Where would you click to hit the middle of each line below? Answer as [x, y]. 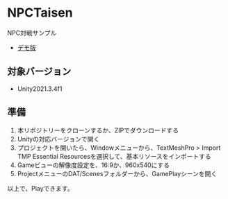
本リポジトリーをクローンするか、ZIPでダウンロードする [98, 130]
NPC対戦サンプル [32, 33]
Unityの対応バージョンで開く [58, 139]
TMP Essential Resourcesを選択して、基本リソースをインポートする [114, 156]
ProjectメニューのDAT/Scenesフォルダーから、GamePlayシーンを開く [117, 173]
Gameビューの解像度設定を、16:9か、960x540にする [93, 165]
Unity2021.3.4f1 [40, 89]
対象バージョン [39, 72]
